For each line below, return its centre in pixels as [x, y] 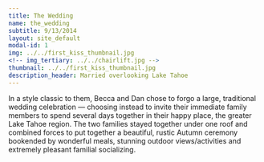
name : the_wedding [39, 23]
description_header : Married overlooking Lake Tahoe [98, 75]
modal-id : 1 [28, 46]
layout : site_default [45, 38]
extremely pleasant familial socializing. [72, 149]
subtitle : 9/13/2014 [43, 30]
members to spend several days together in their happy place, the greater [130, 115]
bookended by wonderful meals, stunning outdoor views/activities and [125, 140]
